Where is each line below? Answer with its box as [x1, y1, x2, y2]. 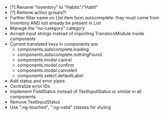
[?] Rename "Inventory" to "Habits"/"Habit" [9, 4, 98, 10]
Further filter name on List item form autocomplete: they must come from [9, 15, 160, 20]
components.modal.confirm [17, 62, 75, 68]
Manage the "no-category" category [9, 25, 85, 31]
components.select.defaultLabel [17, 73, 83, 78]
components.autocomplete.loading [17, 47, 89, 52]
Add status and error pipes [9, 78, 65, 84]
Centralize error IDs [9, 83, 51, 89]
